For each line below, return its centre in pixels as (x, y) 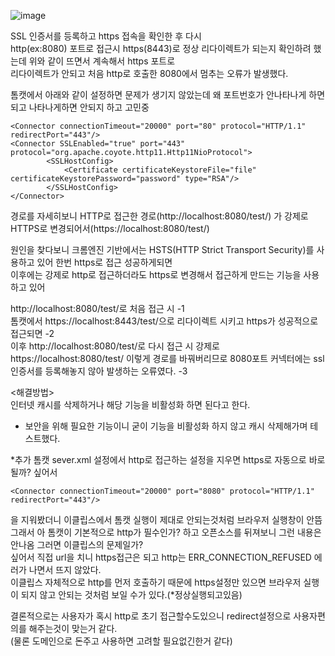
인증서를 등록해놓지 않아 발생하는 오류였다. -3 (99, 371)
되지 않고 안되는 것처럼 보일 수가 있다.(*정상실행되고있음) (131, 594)
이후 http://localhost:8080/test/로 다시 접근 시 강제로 (115, 346)
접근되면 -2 (32, 333)
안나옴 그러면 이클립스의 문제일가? (77, 544)
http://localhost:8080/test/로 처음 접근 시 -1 (97, 308)
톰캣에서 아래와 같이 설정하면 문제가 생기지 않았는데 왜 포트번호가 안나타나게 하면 (168, 94)
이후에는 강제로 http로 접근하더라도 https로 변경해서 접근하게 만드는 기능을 (156, 274)
